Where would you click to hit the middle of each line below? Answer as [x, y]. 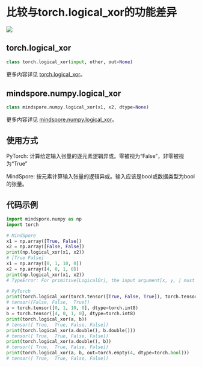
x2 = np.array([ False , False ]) [45, 247]
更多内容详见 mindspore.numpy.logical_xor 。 [62, 120]
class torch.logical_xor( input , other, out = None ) [70, 62]
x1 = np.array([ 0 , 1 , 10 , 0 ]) [44, 264]
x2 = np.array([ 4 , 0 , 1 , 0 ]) [43, 269]
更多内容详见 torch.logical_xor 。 [46, 74]
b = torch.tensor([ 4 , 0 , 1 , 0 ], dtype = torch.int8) [71, 314]
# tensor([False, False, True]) [48, 303]
